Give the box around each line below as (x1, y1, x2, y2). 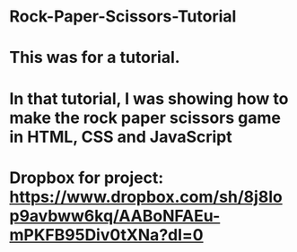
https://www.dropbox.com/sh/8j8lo (9, 187, 283, 207)
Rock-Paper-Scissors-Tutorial (9, 6, 237, 27)
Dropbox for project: (9, 168, 164, 187)
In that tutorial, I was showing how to (9, 88, 289, 109)
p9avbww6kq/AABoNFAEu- (9, 205, 221, 226)
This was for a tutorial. (9, 48, 181, 68)
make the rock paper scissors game (9, 108, 281, 127)
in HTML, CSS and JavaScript (9, 126, 233, 147)
